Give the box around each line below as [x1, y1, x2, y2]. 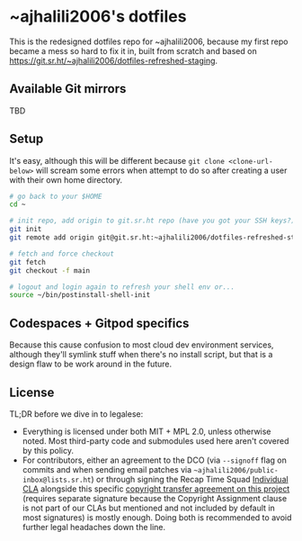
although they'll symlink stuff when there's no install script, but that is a [9, 349, 273, 360]
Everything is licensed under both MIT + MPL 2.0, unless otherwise [22, 426, 271, 437]
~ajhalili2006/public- [193, 465, 279, 474]
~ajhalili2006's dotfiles [9, 6, 187, 27]
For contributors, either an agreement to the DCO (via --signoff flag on [22, 455, 288, 465]
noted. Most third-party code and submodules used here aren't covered [22, 435, 289, 446]
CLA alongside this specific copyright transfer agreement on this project [22, 483, 290, 494]
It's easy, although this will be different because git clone [9, 155, 225, 166]
